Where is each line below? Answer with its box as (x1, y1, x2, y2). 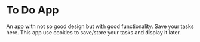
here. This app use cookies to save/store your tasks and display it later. (6, 29, 181, 36)
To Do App (6, 3, 59, 17)
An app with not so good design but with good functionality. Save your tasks (6, 23, 194, 30)
